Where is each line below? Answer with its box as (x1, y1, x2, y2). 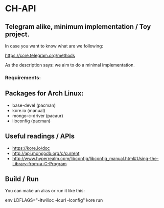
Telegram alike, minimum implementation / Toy (5, 23, 151, 31)
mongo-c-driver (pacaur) (12, 113, 64, 118)
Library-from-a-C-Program (12, 161, 67, 166)
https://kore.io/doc (12, 145, 50, 151)
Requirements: (5, 74, 41, 81)
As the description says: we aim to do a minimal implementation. (5, 62, 135, 68)
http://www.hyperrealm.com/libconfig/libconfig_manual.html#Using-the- (12, 155, 159, 162)
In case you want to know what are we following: (5, 43, 104, 49)
